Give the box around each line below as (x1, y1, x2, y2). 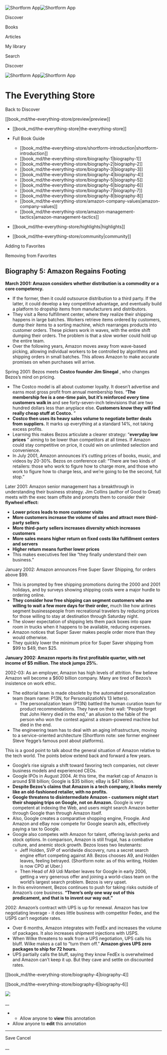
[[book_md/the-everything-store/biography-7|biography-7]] (19, 187, 143, 193)
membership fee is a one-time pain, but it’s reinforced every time (12, 394, 150, 400)
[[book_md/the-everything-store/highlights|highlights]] (12, 224, 125, 230)
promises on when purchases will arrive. (12, 359, 95, 365)
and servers (12, 540, 38, 546)
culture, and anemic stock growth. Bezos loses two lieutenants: (12, 841, 142, 848)
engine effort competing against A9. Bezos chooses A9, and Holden (19, 852, 159, 858)
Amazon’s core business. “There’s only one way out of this (12, 889, 135, 895)
